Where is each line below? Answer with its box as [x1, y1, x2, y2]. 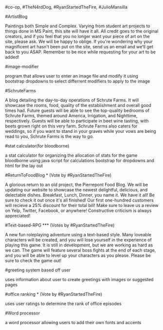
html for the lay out [5, 163, 43, 168]
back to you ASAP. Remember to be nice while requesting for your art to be [5, 49, 156, 55]
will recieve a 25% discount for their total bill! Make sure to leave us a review [5, 203, 159, 208]
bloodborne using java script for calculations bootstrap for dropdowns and [5, 158, 155, 163]
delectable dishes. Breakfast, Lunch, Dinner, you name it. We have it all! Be [5, 192, 155, 198]
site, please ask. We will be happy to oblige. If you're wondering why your [5, 39, 153, 44]
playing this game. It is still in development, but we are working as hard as [5, 242, 153, 248]
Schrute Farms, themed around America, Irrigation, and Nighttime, [5, 113, 138, 119]
